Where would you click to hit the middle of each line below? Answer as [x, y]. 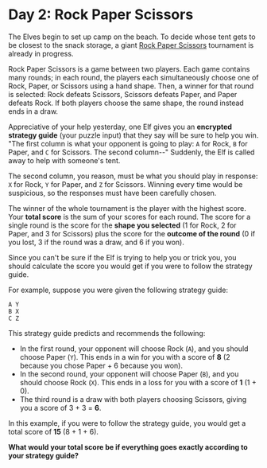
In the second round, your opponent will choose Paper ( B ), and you [129, 374]
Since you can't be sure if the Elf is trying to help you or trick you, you [122, 257]
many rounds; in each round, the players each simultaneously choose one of [133, 77]
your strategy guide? [44, 455]
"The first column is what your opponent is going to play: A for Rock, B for [128, 143]
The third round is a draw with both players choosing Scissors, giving [133, 399]
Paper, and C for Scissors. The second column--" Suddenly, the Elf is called [132, 152]
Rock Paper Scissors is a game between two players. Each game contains [129, 68]
